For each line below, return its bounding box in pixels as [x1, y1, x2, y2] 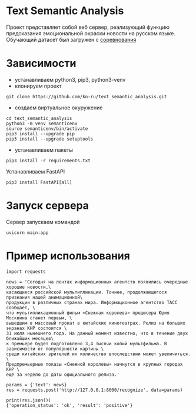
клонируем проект [14, 82, 62, 89]
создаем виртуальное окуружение [14, 104, 103, 111]
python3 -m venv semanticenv [6, 121, 78, 126]
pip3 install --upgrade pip [6, 131, 75, 136]
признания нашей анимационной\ [6, 294, 83, 301]
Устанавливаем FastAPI [6, 168, 65, 175]
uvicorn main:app [6, 229, 49, 236]
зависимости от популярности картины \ [6, 346, 104, 352]
